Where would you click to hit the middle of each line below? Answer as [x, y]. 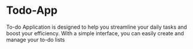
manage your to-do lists [36, 39]
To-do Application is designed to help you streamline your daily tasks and [96, 27]
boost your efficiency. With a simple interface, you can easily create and [95, 33]
